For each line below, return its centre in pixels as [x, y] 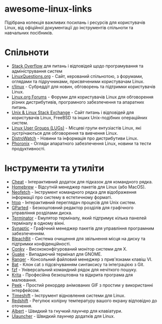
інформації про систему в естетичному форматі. [62, 197]
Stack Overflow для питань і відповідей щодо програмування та [77, 66]
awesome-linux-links [48, 9]
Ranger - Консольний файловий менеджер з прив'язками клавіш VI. [82, 259]
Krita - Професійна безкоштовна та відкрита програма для [72, 275]
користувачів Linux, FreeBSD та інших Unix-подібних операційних [79, 117]
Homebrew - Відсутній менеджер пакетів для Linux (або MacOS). [79, 187]
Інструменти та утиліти [55, 168]
